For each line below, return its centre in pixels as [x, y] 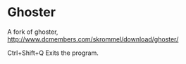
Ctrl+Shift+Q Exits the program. [53, 53]
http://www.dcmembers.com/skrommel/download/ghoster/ [93, 39]
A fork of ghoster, [33, 32]
